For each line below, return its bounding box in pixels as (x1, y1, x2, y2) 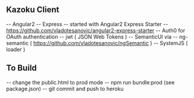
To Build (6, 63, 37, 73)
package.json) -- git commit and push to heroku (6, 85, 124, 92)
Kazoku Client (6, 5, 60, 15)
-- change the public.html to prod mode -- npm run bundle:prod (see (6, 78, 175, 86)
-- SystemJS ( (153, 39, 188, 46)
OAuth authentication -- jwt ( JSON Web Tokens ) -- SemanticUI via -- (6, 33, 178, 40)
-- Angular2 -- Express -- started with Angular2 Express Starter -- (6, 20, 168, 27)
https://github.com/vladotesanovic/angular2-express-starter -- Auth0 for (6, 27, 186, 34)
